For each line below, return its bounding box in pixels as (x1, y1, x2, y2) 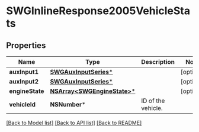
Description (141, 58, 175, 66)
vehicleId (9, 101, 36, 108)
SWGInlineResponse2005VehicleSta (6, 4, 191, 18)
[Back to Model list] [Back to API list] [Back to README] (6, 120, 142, 126)
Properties (6, 40, 46, 50)
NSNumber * (50, 101, 86, 108)
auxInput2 (9, 78, 39, 85)
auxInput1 (9, 68, 39, 76)
